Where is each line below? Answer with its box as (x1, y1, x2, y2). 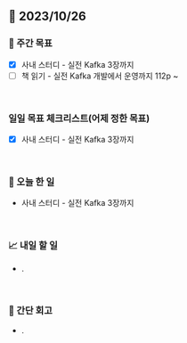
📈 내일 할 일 (8, 240, 59, 252)
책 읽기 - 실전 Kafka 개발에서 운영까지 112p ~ (20, 70, 179, 81)
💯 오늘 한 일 (8, 176, 55, 188)
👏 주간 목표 (8, 37, 53, 50)
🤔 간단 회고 (8, 304, 53, 316)
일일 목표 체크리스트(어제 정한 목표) (8, 112, 150, 125)
